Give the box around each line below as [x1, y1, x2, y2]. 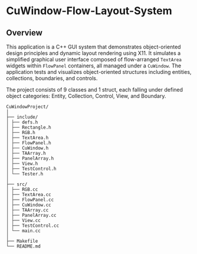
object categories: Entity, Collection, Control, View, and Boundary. [6, 93, 166, 99]
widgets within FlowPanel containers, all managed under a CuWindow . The [6, 62, 182, 69]
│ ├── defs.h [6, 119, 38, 125]
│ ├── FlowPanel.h [6, 140, 51, 146]
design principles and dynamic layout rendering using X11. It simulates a [6, 50, 181, 57]
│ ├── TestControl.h [6, 166, 57, 172]
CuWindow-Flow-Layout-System [6, 4, 172, 18]
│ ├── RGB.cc [6, 187, 38, 193]
